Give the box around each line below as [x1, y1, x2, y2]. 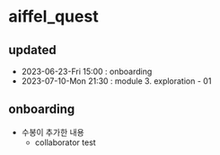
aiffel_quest [8, 6, 100, 27]
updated [8, 42, 57, 58]
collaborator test [34, 137, 96, 148]
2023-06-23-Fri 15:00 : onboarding [21, 66, 153, 77]
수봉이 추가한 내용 [21, 126, 84, 137]
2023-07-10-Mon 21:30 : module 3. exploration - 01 [21, 76, 212, 87]
